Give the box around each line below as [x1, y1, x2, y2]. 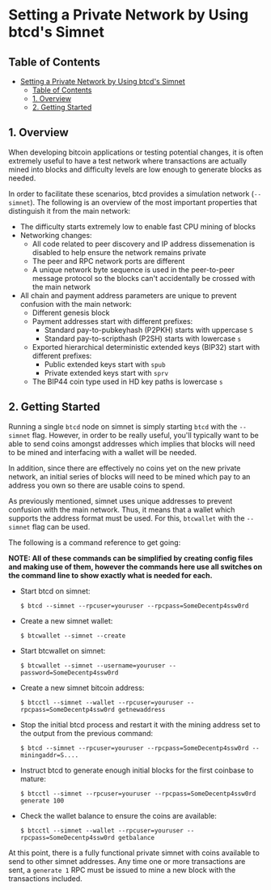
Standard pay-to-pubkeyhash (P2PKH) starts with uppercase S [44, 325, 253, 334]
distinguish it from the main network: [8, 206, 131, 215]
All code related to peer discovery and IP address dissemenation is [32, 239, 256, 249]
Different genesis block [32, 308, 110, 317]
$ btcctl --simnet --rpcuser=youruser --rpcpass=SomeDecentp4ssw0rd [19, 790, 256, 798]
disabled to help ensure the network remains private [32, 247, 206, 257]
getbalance [118, 833, 155, 841]
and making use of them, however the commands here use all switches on [8, 561, 263, 572]
